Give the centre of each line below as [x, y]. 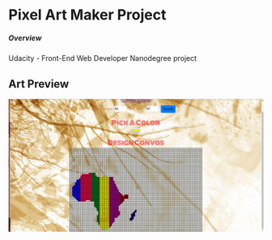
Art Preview [39, 84]
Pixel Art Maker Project [87, 15]
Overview [25, 37]
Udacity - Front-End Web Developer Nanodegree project [102, 58]
